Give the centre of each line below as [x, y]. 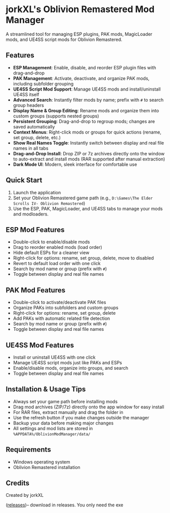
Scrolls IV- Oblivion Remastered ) [49, 203]
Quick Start [24, 180]
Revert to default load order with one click [57, 264]
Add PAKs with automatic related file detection [61, 318]
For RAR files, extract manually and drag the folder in [68, 412]
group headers [29, 105]
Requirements [28, 450]
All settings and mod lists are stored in [53, 428]
